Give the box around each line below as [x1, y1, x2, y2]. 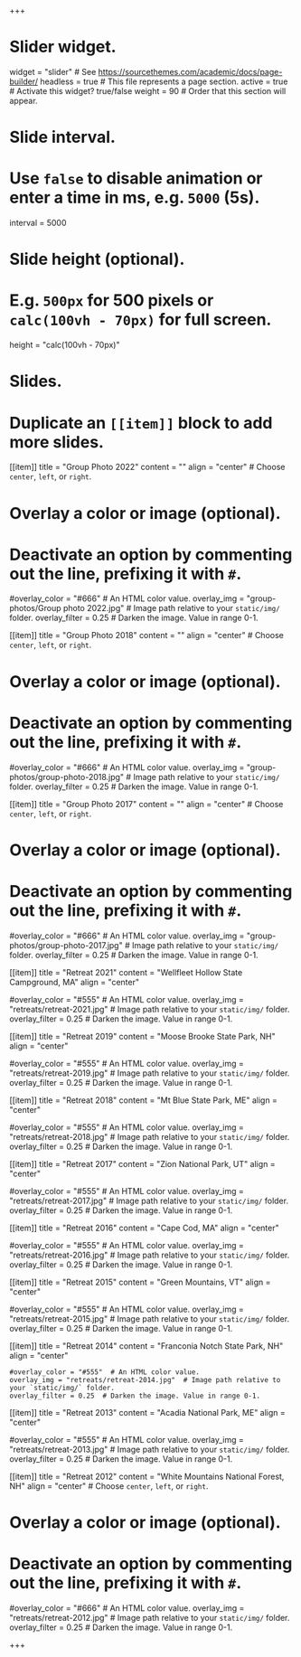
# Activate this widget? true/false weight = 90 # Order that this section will [9, 85, 287, 96]
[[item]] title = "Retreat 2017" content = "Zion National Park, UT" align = [9, 1158, 276, 1169]
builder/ [9, 76, 39, 87]
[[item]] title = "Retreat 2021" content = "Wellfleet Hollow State [9, 966, 243, 977]
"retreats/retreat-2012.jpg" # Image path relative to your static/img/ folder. [9, 1612, 290, 1623]
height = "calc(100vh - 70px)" [9, 340, 120, 351]
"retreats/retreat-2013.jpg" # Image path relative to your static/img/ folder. [9, 1444, 290, 1455]
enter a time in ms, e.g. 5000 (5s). [9, 187, 260, 208]
